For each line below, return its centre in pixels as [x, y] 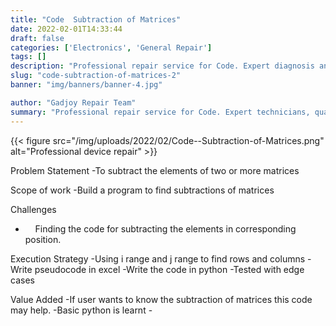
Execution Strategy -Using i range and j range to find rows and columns [158, 258]
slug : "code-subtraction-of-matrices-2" [96, 76]
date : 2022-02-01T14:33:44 [66, 29]
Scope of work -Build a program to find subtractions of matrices [142, 190]
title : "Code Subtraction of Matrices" [96, 19]
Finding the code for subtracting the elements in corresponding [165, 228]
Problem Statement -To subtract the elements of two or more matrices [155, 170]
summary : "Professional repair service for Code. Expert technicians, [160, 112]
